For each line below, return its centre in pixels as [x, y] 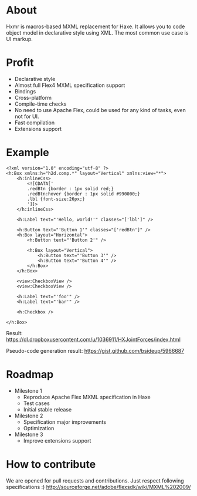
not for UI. [27, 116]
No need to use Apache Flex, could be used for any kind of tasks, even [100, 110]
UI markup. [20, 39]
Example [28, 153]
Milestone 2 [29, 416]
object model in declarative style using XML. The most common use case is [97, 32]
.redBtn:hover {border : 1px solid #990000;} [84, 194]
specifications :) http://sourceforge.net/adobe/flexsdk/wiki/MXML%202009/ [98, 487]
